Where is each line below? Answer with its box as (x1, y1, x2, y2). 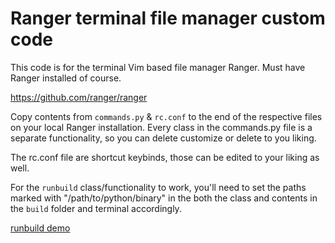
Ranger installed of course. (10, 72, 122, 84)
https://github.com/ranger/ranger (10, 91, 148, 103)
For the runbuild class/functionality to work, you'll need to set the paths (10, 181, 307, 193)
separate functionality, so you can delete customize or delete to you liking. (10, 132, 317, 144)
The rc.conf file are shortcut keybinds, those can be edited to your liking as (10, 151, 320, 163)
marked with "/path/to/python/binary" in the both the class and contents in (10, 192, 318, 204)
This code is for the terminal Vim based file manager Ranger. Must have (10, 61, 306, 73)
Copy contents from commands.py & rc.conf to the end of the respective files (10, 110, 323, 122)
